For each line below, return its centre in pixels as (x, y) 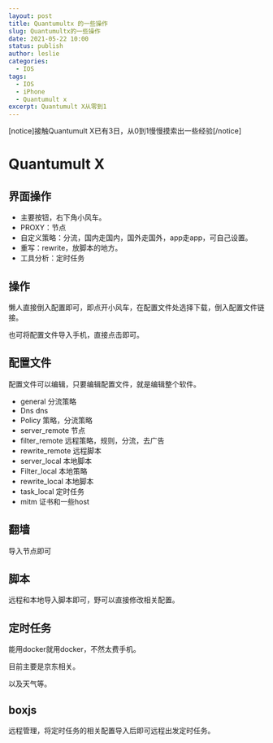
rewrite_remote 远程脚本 (61, 450)
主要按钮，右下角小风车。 (63, 217)
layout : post (30, 16)
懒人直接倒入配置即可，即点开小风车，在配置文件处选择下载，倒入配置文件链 (136, 307)
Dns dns (34, 410)
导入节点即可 (30, 551)
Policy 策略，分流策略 (56, 420)
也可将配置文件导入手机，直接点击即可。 (76, 334)
